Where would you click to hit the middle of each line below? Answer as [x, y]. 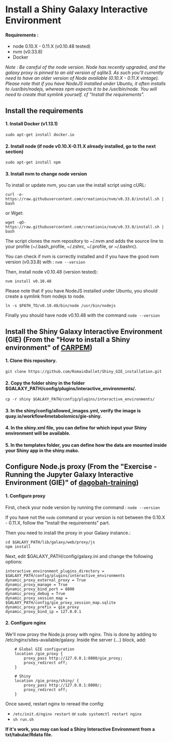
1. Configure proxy [25, 496]
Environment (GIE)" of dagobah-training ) [72, 483]
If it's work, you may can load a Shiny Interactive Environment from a [80, 729]
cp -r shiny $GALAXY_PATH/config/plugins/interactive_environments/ [80, 400]
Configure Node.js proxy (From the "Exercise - [81, 467]
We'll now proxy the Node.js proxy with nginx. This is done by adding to [81, 634]
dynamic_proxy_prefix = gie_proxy [42, 607]
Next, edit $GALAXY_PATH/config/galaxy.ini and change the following [79, 556]
